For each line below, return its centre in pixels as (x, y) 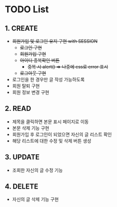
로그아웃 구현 (33, 73)
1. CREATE (21, 28)
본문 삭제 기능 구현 (31, 128)
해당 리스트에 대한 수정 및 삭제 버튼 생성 (52, 141)
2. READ (18, 109)
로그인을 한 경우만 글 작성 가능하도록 (48, 79)
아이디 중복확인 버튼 (40, 60)
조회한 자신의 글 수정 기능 (38, 170)
